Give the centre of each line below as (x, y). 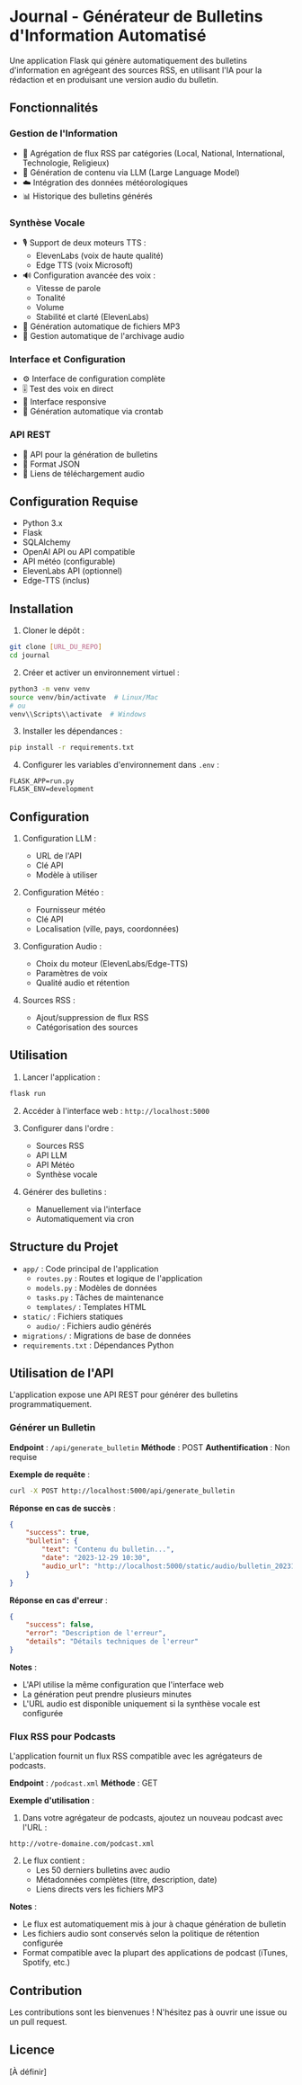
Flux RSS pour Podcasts (62, 1736)
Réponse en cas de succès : (62, 1508)
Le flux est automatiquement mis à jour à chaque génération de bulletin (154, 1924)
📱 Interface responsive (64, 402)
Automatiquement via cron (85, 1218)
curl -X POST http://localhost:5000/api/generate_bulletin (122, 1491)
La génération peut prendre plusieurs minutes (107, 1694)
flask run (28, 1093)
